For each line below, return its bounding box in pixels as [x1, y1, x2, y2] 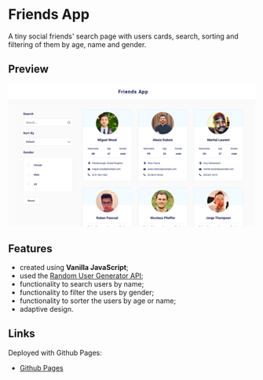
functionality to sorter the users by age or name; [19, 296, 177, 305]
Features [8, 242, 53, 255]
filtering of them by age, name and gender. [8, 39, 147, 49]
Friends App [8, 5, 90, 24]
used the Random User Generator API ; [19, 271, 144, 280]
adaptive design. [19, 304, 74, 313]
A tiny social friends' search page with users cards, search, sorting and [8, 31, 239, 41]
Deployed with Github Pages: [8, 348, 102, 357]
